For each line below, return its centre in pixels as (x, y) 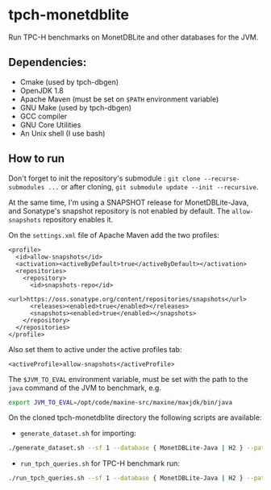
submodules (27, 187)
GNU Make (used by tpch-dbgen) (75, 107)
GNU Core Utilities (50, 125)
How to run (37, 159)
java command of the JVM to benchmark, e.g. (85, 388)
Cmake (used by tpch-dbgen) (69, 81)
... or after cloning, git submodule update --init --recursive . (153, 186)
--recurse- (222, 179)
